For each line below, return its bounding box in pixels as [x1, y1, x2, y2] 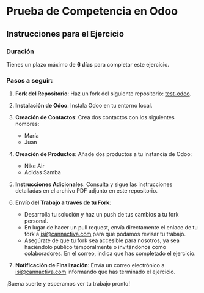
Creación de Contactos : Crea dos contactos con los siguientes [15, 114, 175, 121]
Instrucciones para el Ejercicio [6, 29, 124, 39]
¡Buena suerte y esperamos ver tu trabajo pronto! [6, 280, 130, 287]
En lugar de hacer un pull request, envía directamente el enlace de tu [24, 224, 198, 231]
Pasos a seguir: [6, 76, 53, 84]
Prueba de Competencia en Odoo [6, 4, 178, 18]
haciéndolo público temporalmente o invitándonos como [24, 243, 167, 251]
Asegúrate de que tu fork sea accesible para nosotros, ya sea [24, 237, 180, 244]
